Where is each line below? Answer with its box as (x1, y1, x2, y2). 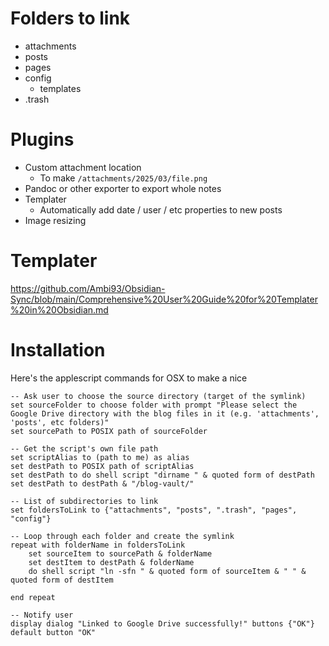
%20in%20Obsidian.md (10, 303, 109, 316)
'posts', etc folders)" (10, 417, 110, 427)
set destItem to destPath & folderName (28, 557, 195, 567)
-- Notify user (10, 610, 74, 620)
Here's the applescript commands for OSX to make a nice (10, 372, 248, 384)
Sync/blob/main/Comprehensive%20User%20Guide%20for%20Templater (10, 293, 318, 305)
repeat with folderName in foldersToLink (10, 540, 186, 550)
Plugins (10, 128, 75, 151)
